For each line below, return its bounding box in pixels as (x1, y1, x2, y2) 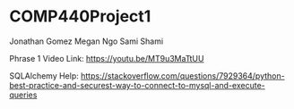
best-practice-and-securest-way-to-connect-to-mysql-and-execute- (9, 80, 266, 90)
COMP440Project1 (9, 6, 151, 27)
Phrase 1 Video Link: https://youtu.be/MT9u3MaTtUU (9, 53, 204, 63)
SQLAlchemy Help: (9, 70, 79, 81)
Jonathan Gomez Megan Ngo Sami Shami (9, 36, 164, 46)
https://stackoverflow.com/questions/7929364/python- (80, 70, 285, 81)
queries (9, 89, 38, 100)
